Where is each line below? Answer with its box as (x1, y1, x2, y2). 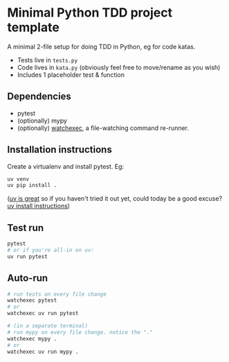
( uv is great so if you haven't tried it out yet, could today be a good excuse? (7, 194, 223, 203)
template (7, 19, 60, 35)
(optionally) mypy (17, 116, 68, 125)
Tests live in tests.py (17, 55, 78, 64)
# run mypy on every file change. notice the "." (7, 329, 154, 336)
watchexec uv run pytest (7, 310, 79, 317)
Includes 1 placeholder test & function (17, 71, 125, 79)
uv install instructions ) (7, 202, 71, 210)
